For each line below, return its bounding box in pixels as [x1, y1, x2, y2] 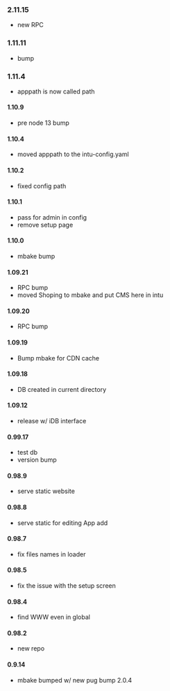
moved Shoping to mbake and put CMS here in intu [17, 291, 164, 299]
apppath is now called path [17, 87, 95, 96]
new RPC [17, 21, 44, 29]
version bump [17, 455, 57, 464]
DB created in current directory [17, 385, 107, 393]
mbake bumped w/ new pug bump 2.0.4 [17, 676, 133, 684]
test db [17, 448, 38, 457]
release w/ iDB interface [17, 416, 87, 425]
